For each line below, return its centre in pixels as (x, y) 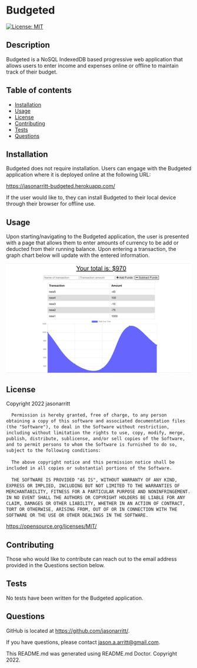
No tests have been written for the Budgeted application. (75, 598)
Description (28, 45)
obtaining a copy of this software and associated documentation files (96, 421)
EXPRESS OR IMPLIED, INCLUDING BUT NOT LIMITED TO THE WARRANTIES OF (93, 486)
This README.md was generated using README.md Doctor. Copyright (92, 653)
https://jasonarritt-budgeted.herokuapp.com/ (61, 186)
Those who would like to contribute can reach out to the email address (92, 559)
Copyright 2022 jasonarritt (38, 404)
